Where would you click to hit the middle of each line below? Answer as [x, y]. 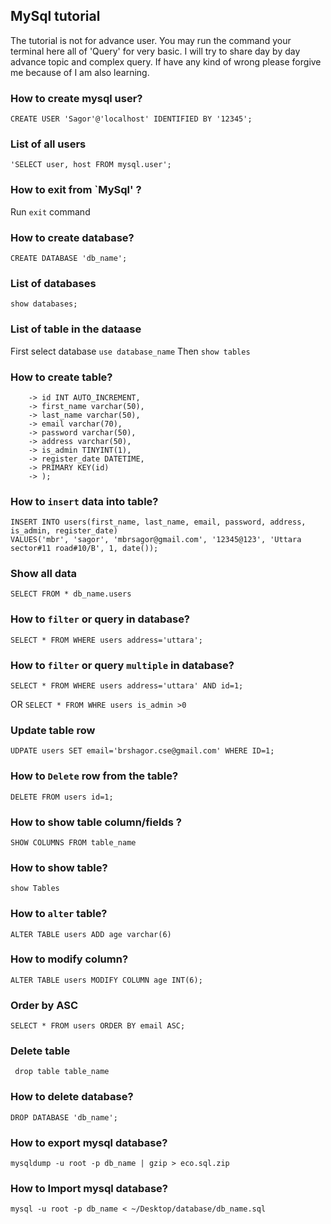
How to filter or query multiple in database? [122, 665]
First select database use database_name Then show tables [130, 351]
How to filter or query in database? [100, 619]
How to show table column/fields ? [96, 822]
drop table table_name [62, 1072]
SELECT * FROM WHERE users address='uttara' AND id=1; [127, 686]
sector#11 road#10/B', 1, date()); [84, 549]
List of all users [48, 144]
